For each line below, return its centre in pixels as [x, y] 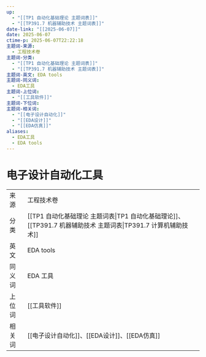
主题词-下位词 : [23, 103]
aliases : [17, 132]
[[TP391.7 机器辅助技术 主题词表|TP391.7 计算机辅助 [105, 225]
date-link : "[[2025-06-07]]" [44, 29]
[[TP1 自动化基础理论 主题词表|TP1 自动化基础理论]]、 [106, 216]
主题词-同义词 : [23, 80]
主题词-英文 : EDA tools [34, 75]
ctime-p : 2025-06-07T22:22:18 [45, 40]
